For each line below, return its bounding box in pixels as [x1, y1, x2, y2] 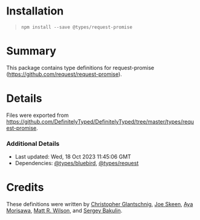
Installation [6, 4, 64, 18]
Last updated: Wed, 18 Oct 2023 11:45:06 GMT [15, 153, 132, 160]
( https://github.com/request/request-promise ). [6, 71, 122, 78]
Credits [6, 181, 44, 194]
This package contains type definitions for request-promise [6, 64, 155, 71]
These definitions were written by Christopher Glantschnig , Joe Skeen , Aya [6, 201, 193, 208]
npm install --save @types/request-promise [21, 24, 133, 30]
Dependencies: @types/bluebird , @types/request [15, 160, 139, 167]
